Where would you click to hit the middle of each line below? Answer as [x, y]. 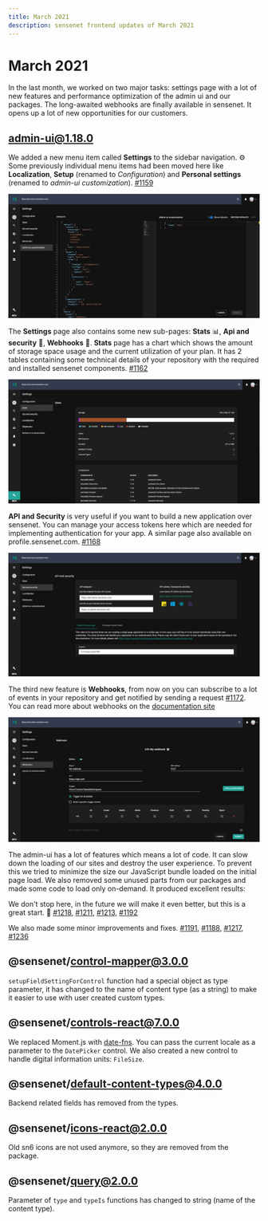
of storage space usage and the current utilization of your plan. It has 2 [125, 351]
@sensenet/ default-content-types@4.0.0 [115, 1083]
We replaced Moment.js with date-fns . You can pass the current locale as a [132, 1042]
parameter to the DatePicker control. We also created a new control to [123, 1050]
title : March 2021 [39, 17]
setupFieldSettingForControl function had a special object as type [118, 980]
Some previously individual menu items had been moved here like [116, 166]
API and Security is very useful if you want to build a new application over [130, 516]
